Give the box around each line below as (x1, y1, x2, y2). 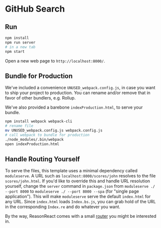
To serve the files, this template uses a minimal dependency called (5, 168, 138, 174)
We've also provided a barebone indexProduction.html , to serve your (5, 104, 143, 110)
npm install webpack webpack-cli (5, 119, 73, 124)
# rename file (5, 124, 34, 129)
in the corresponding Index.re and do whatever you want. (5, 204, 121, 210)
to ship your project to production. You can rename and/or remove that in (5, 90, 151, 96)
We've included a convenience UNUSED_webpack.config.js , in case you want (5, 85, 156, 91)
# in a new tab (5, 45, 36, 49)
